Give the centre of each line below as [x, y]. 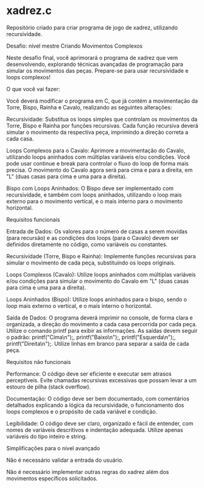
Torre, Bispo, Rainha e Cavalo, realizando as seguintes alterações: [89, 107]
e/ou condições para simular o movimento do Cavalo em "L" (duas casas [97, 281]
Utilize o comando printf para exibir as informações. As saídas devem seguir [102, 330]
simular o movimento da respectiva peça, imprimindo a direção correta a [97, 132]
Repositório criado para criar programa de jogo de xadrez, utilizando [92, 27]
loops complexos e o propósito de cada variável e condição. [82, 411]
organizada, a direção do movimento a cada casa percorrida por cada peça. [102, 324]
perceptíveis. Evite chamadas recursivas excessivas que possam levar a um [101, 380]
